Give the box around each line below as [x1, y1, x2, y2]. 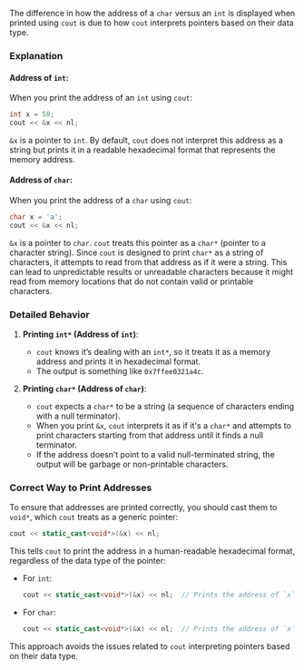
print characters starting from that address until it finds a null [35, 430, 263, 441]
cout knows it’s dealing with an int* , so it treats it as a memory [35, 347, 271, 358]
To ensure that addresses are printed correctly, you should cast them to [9, 502, 278, 513]
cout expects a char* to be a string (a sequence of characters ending [35, 401, 295, 412]
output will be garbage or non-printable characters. [35, 458, 229, 470]
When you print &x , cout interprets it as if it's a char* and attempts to [35, 420, 292, 431]
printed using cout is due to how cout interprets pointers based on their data [9, 17, 294, 28]
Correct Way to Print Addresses [9, 481, 152, 494]
